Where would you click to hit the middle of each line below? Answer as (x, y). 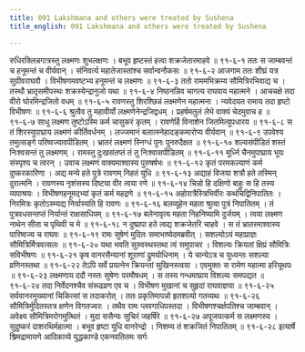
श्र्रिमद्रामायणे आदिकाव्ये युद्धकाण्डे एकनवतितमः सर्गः (79, 337)
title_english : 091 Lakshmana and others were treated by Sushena (138, 26)
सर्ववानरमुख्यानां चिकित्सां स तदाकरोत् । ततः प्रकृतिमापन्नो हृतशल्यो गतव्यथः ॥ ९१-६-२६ (135, 296)
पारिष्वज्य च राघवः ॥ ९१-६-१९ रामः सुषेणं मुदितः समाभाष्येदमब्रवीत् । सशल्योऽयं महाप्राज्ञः (133, 234)
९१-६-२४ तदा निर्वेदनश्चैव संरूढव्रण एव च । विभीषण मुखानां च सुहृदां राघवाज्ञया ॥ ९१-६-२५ (142, 285)
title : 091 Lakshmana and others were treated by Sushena (122, 18)
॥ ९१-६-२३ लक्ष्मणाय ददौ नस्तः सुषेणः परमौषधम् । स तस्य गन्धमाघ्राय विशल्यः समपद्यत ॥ (137, 275)
